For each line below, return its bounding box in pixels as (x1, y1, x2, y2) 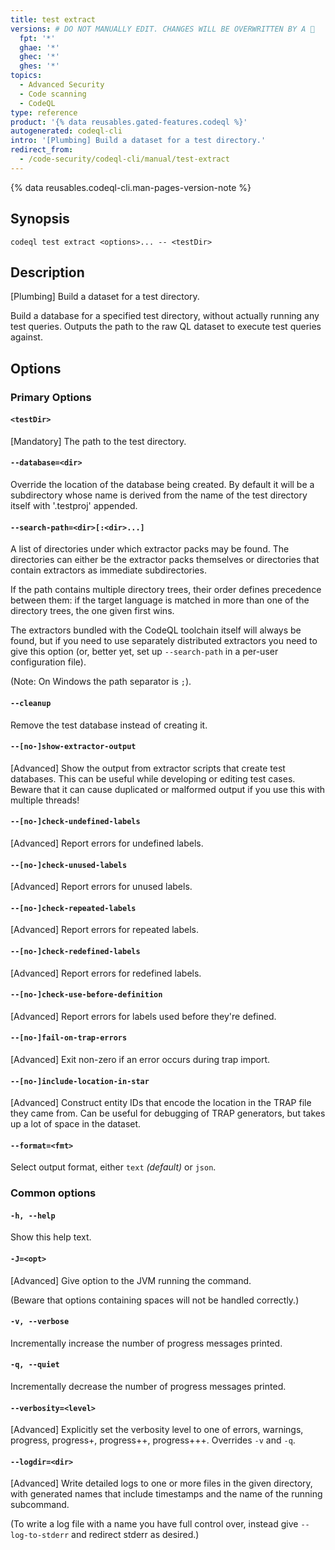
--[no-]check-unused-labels (10, 860, 128, 870)
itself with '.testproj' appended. (10, 500, 138, 512)
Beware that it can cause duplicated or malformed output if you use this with (10, 783, 326, 795)
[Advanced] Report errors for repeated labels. (10, 924, 199, 936)
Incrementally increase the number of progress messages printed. (10, 1337, 283, 1349)
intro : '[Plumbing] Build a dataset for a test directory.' (10, 136, 267, 146)
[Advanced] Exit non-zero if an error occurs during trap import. (10, 1053, 271, 1065)
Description (10, 264, 85, 281)
